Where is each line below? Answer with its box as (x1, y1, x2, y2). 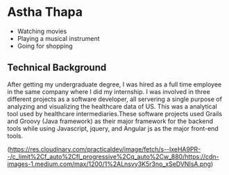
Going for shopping (17, 42, 73, 50)
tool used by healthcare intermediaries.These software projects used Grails (7, 109, 223, 118)
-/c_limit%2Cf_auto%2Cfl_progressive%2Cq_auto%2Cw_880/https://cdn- (7, 152, 220, 160)
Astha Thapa (7, 4, 83, 20)
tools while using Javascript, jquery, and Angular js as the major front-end (7, 124, 219, 132)
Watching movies (17, 27, 67, 35)
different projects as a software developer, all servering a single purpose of (7, 95, 222, 103)
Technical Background (7, 62, 107, 73)
